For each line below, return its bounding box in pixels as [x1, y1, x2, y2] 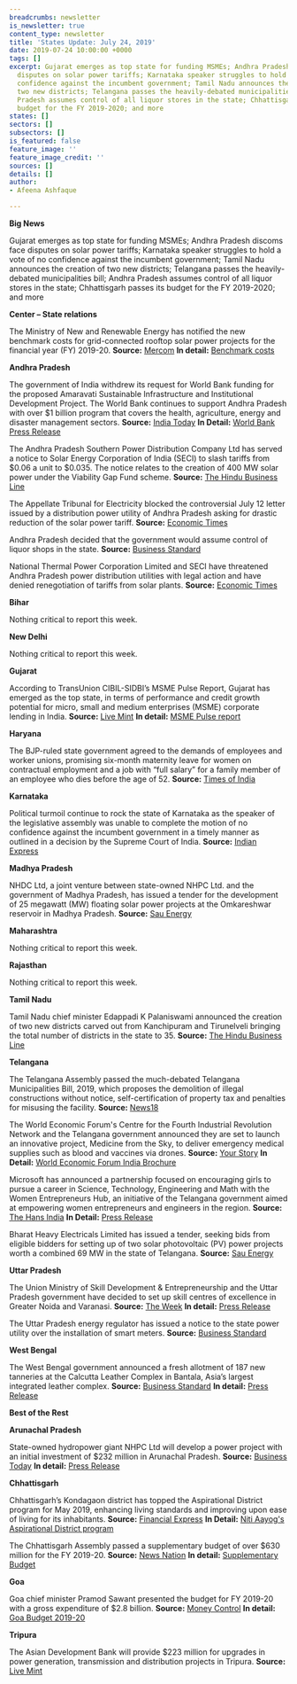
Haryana [9, 729, 42, 738]
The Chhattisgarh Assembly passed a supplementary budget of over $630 [9, 1540, 280, 1551]
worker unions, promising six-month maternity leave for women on [9, 755, 252, 765]
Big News [9, 218, 45, 229]
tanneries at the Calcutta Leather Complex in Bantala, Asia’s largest [9, 1371, 254, 1382]
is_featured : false [9, 136, 81, 145]
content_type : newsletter [9, 29, 104, 38]
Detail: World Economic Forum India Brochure [9, 1158, 177, 1167]
